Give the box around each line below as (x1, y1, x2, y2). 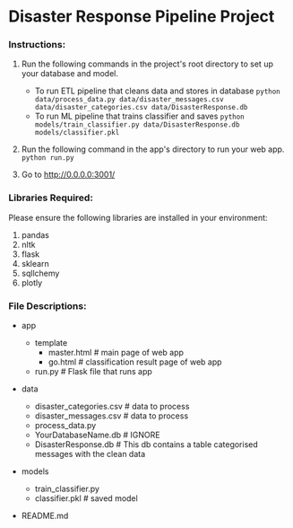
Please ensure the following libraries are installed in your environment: (8, 212, 268, 223)
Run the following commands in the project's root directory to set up (21, 58, 274, 69)
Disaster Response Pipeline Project (8, 6, 275, 27)
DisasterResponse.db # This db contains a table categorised (34, 439, 259, 450)
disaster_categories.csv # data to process (34, 401, 190, 412)
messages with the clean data (34, 449, 146, 460)
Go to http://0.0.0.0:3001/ (21, 169, 116, 180)
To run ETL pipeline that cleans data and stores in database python (34, 85, 281, 96)
